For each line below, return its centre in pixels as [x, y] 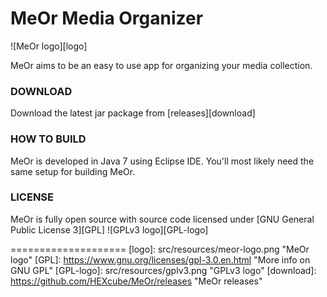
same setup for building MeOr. [73, 171]
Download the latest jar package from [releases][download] [133, 113]
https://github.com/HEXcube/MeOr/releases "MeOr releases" [136, 281]
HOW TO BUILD [48, 139]
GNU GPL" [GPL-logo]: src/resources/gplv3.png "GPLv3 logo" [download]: [163, 270]
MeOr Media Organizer [107, 18]
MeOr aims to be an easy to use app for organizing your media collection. [161, 65]
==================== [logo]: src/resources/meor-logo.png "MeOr [160, 249]
